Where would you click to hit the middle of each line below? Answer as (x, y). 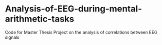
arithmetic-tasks (40, 19)
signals (12, 37)
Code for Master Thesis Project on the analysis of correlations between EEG (81, 32)
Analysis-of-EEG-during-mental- (73, 9)
